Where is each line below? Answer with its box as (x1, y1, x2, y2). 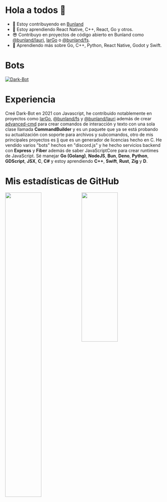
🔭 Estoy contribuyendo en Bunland (12, 21, 84, 27)
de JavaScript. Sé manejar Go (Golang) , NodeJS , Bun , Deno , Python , (5, 152, 149, 159)
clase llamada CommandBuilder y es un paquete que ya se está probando (5, 126, 159, 132)
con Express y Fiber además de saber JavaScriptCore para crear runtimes (5, 147, 159, 153)
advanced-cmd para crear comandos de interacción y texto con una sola (5, 121, 156, 127)
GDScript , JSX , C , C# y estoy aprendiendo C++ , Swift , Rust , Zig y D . (5, 158, 148, 164)
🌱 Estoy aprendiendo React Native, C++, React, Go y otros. (12, 26, 134, 32)
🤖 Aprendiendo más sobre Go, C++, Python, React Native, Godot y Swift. (12, 42, 162, 48)
